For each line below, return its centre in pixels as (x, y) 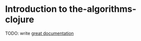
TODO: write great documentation (39, 33)
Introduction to (36, 9)
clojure (20, 20)
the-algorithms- (103, 9)
